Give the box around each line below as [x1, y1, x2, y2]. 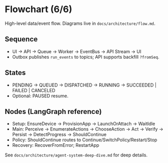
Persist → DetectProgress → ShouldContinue [12, 132, 107, 138]
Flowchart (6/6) [5, 4, 72, 15]
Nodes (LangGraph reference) [5, 107, 102, 116]
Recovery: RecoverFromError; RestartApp [12, 142, 100, 148]
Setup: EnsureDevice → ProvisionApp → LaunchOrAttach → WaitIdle [12, 120, 156, 127]
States [5, 68, 26, 77]
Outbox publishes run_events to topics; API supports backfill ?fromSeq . [12, 54, 160, 60]
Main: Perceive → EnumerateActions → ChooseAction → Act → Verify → [12, 126, 163, 132]
